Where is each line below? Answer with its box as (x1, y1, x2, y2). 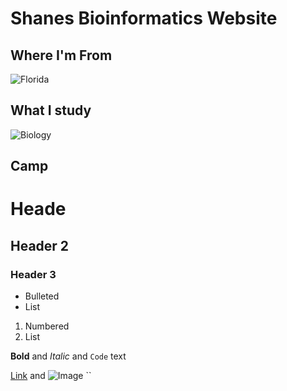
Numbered (24, 320, 70, 332)
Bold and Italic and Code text (10, 350, 127, 362)
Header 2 (10, 237, 70, 254)
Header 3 (10, 267, 57, 281)
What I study (10, 102, 92, 119)
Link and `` (10, 370, 92, 382)
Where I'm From (10, 47, 113, 64)
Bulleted (24, 290, 60, 302)
